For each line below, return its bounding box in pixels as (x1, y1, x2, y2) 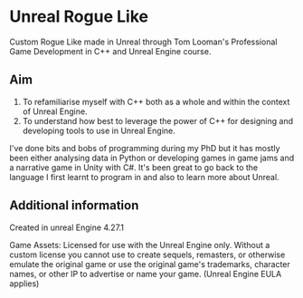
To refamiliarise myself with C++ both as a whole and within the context (22, 96, 290, 107)
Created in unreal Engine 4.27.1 (9, 222, 125, 233)
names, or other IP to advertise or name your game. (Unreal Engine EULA (9, 268, 282, 279)
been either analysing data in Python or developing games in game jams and (9, 152, 295, 163)
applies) (9, 278, 40, 289)
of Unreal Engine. (22, 106, 88, 117)
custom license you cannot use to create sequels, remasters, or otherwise (9, 249, 286, 260)
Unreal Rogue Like (9, 6, 149, 27)
